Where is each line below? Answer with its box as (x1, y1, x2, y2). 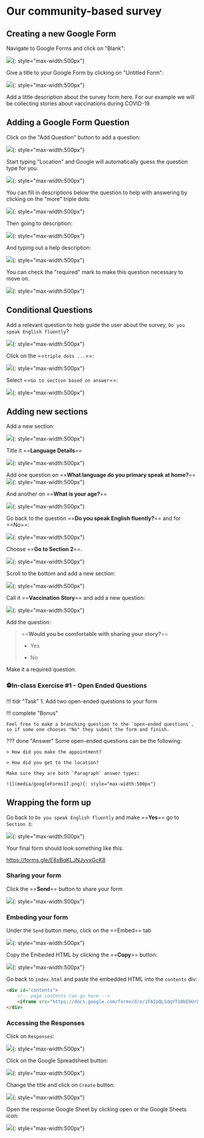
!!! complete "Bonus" (6, 709, 58, 717)
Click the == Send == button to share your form (6, 885, 123, 893)
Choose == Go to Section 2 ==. (6, 546, 83, 553)
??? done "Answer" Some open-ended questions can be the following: (6, 737, 182, 744)
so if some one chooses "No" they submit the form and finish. (6, 726, 170, 732)
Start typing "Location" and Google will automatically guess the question (6, 158, 188, 165)
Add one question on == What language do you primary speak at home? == (6, 471, 196, 479)
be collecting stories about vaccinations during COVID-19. (6, 100, 151, 107)
